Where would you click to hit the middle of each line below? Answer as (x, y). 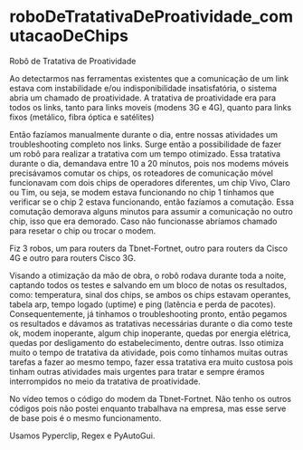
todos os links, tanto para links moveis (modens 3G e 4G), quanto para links (151, 107)
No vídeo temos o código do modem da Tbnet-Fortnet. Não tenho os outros (151, 398)
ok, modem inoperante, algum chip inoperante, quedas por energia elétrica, (150, 333)
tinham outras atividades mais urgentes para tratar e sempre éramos (137, 371)
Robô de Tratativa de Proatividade (73, 61)
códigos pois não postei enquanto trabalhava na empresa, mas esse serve (148, 408)
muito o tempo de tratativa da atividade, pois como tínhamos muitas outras (149, 352)
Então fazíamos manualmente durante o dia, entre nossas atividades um (144, 134)
